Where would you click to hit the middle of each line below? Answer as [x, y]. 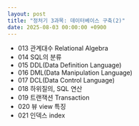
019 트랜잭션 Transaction [53, 98]
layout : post [27, 14]
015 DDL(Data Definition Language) [69, 65]
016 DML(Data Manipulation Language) [75, 73]
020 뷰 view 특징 [42, 107]
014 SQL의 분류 [40, 57]
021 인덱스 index [41, 115]
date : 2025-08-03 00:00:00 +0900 [57, 27]
